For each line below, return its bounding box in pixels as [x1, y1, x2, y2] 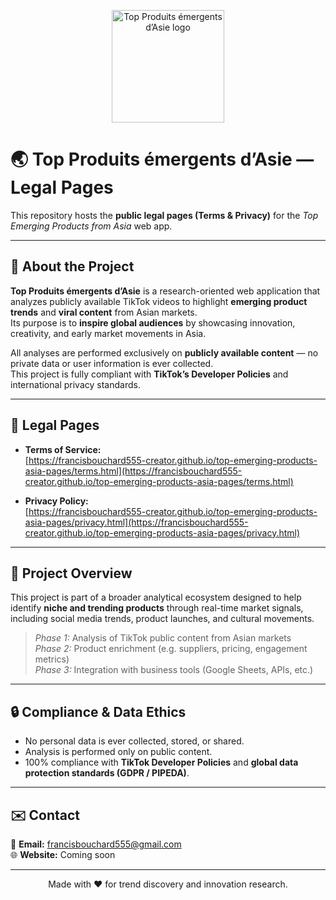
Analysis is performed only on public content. [24, 746, 213, 758]
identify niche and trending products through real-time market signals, [10, 602, 304, 614]
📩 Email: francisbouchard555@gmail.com [10, 838, 182, 850]
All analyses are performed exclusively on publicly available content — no [10, 346, 319, 359]
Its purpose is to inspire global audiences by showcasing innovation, [10, 316, 296, 329]
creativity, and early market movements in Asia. [10, 327, 207, 339]
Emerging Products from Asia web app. [10, 220, 173, 232]
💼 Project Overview [10, 565, 133, 582]
